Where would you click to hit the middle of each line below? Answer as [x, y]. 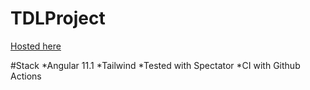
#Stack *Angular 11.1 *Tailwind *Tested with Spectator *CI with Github [155, 65]
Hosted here [36, 46]
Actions [26, 76]
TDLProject [58, 18]
